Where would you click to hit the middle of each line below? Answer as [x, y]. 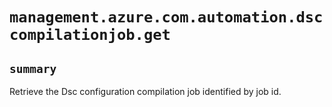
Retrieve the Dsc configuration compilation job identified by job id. [145, 91]
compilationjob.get [90, 35]
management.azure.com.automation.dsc [166, 17]
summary [33, 68]
